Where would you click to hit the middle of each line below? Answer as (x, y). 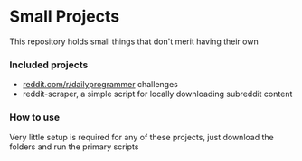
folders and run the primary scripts (74, 147)
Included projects (49, 65)
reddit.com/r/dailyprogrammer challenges (100, 85)
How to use (35, 117)
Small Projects (65, 17)
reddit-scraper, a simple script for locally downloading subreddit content (157, 94)
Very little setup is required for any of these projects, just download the (142, 137)
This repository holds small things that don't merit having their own (134, 41)
